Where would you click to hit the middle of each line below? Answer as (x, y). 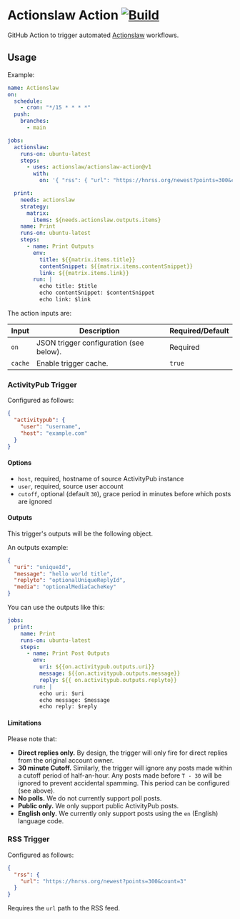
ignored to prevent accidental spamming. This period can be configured (124, 783)
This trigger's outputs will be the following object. (80, 533)
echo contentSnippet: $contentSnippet (97, 293)
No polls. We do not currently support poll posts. (90, 798)
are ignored (35, 501)
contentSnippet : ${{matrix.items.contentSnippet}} (116, 266)
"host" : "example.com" (54, 433)
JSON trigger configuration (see (90, 343)
